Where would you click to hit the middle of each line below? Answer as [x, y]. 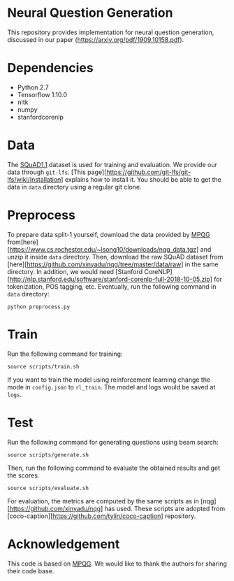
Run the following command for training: [65, 354]
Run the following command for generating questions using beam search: [113, 442]
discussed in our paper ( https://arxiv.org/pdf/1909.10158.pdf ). [96, 39]
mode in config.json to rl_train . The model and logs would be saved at [111, 387]
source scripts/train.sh [43, 366]
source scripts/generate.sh [48, 455]
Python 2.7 [33, 87]
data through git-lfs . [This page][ [57, 172]
